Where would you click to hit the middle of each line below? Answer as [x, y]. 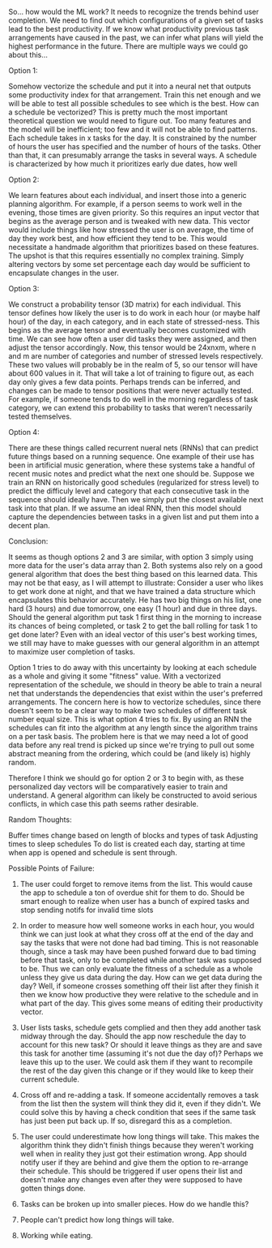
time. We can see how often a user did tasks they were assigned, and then [132, 339]
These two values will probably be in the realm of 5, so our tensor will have [133, 365]
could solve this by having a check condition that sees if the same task [138, 1112]
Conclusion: [28, 541]
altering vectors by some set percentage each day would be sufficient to [130, 264]
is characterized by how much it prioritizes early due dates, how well [123, 164]
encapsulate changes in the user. [64, 273]
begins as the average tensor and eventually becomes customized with [127, 330]
